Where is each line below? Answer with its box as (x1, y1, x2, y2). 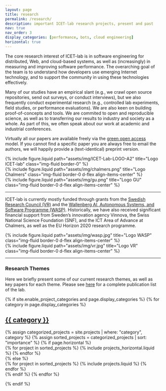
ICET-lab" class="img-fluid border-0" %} (5, 161, 89, 167)
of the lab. (5, 287, 26, 293)
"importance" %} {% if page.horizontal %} (5, 339, 91, 345)
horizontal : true (5, 40, 41, 45)
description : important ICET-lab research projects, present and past (5, 21, 154, 26)
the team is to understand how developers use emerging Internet (5, 69, 137, 75)
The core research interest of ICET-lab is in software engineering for (5, 53, 144, 59)
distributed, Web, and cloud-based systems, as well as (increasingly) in (5, 58, 151, 64)
